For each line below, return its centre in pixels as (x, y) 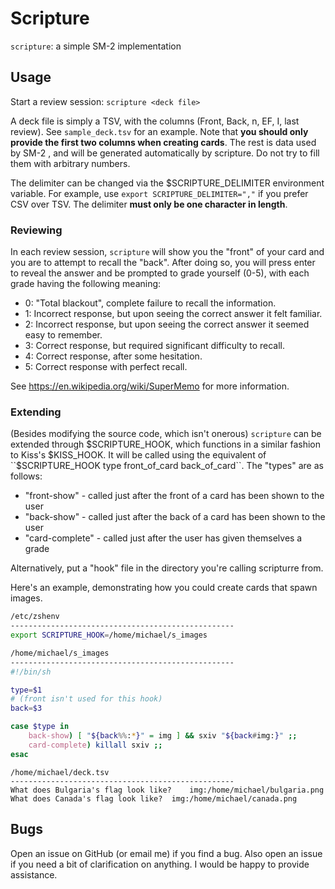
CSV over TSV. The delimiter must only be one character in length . (149, 204)
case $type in (40, 727)
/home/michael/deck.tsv (60, 772)
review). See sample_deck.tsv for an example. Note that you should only (159, 131)
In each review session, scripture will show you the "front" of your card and (167, 252)
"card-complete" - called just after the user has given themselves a (163, 538)
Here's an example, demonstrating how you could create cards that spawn (164, 588)
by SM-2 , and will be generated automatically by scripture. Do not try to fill (165, 153)
